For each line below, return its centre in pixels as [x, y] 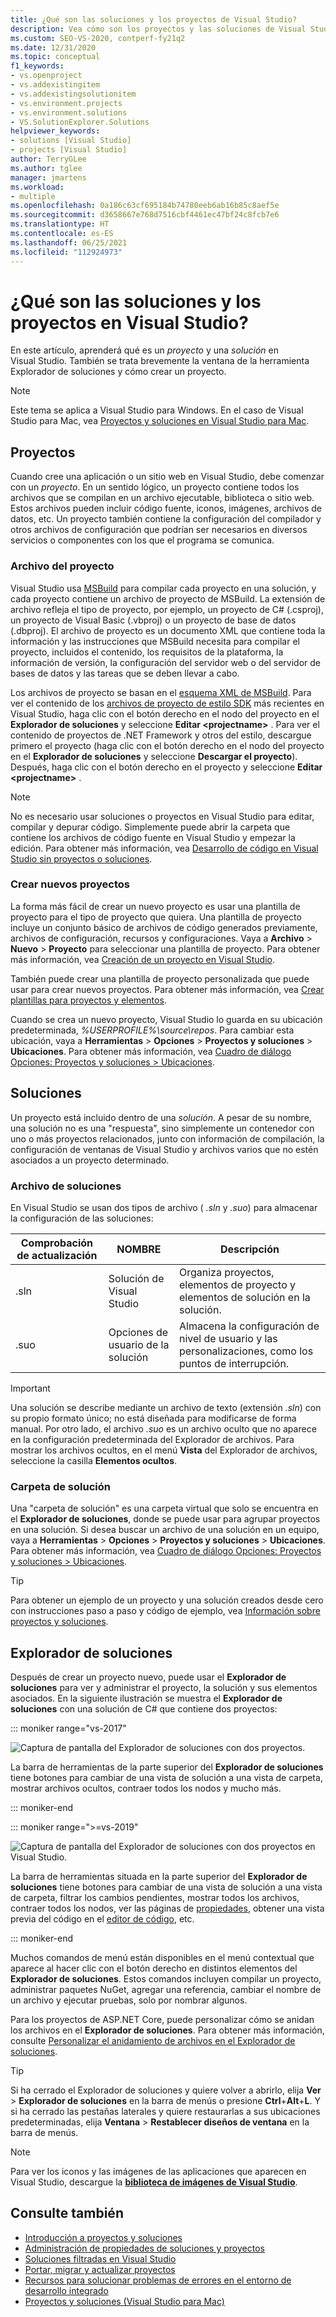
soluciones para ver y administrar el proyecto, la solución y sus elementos [164, 1688]
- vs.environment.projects [66, 103]
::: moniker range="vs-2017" [68, 1728]
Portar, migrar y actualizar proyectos [100, 2269]
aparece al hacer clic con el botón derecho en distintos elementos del [154, 1968]
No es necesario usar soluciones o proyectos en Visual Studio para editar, [162, 816]
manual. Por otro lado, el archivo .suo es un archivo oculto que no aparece [163, 1428]
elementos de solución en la [244, 1297]
